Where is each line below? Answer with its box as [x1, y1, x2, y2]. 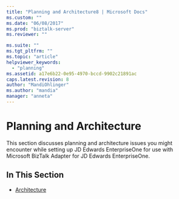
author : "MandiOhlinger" [6, 82, 69, 88]
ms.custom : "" [6, 15, 42, 21]
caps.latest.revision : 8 [6, 76, 69, 83]
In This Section [6, 170, 64, 180]
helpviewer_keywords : [6, 59, 61, 66]
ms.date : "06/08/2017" [6, 20, 64, 26]
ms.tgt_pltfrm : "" [6, 48, 53, 55]
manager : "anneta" [6, 93, 53, 99]
